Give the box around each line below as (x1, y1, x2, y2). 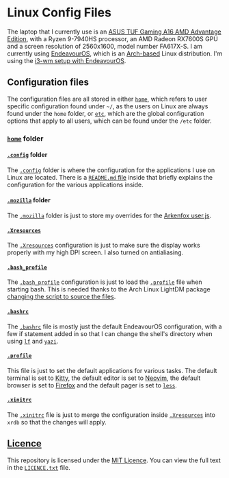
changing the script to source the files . (7, 293, 116, 301)
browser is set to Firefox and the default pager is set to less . (7, 381, 178, 389)
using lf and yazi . (7, 337, 59, 345)
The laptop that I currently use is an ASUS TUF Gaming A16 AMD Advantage (7, 27, 221, 36)
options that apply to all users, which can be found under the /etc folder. (7, 117, 212, 125)
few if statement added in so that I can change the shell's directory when (7, 329, 213, 337)
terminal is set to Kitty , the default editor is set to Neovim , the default (7, 374, 201, 382)
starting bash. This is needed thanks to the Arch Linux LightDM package (7, 285, 211, 294)
